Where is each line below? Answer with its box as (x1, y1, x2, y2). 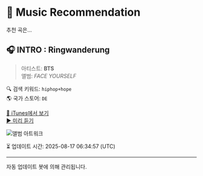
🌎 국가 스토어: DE (6, 94, 48, 102)
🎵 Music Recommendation (6, 5, 141, 19)
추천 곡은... (6, 26, 32, 33)
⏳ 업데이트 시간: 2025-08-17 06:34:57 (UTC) (6, 142, 116, 150)
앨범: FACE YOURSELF (21, 72, 77, 79)
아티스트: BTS (21, 65, 54, 72)
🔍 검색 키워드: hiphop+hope (6, 85, 72, 93)
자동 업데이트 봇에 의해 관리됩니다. (6, 163, 87, 170)
